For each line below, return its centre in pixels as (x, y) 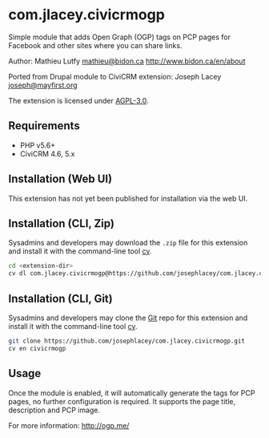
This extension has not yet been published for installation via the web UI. (128, 198)
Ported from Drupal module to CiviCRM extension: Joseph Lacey (115, 76)
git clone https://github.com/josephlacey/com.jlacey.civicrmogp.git (127, 341)
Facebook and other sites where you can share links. (95, 45)
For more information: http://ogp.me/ (69, 425)
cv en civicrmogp (37, 348)
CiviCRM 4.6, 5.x (47, 153)
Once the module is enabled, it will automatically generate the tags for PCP (132, 393)
